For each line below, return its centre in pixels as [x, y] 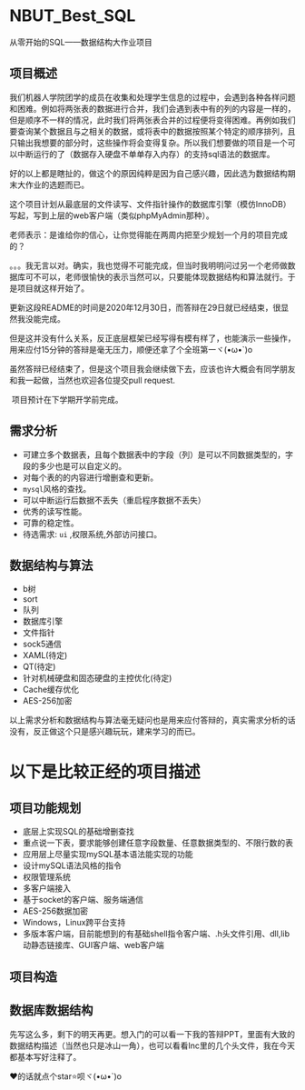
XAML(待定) [45, 655]
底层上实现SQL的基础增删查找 [78, 832]
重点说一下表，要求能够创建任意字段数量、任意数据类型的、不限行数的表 [157, 843]
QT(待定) [39, 667]
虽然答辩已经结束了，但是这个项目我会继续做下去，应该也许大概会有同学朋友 [152, 368]
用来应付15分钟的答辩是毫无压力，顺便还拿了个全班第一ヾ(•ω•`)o [131, 349]
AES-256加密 [47, 701]
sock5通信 [42, 644]
